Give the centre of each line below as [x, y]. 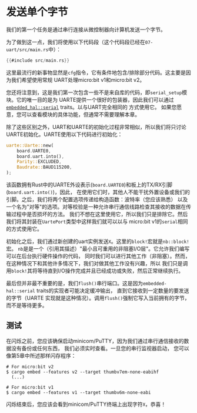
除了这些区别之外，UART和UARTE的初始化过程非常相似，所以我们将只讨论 [96, 126]
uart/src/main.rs [27, 50]
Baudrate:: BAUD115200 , [44, 167]
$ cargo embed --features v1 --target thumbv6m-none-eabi [79, 392]
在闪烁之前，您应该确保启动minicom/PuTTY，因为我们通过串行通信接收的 [95, 341]
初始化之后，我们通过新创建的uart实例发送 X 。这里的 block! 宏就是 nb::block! [98, 241]
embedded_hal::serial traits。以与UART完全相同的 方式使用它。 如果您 [91, 107]
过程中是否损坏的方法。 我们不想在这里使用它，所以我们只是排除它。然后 [99, 214]
